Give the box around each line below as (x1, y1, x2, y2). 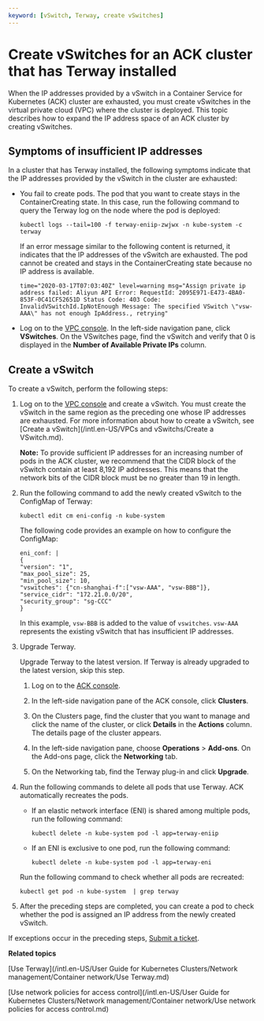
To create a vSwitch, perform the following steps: (8, 384, 168, 394)
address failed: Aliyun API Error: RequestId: (19, 289, 176, 297)
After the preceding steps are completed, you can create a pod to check (19, 901, 255, 911)
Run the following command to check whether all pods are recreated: (19, 872, 244, 882)
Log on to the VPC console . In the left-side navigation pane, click (19, 324, 231, 333)
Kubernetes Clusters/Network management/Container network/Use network (8, 996, 256, 1005)
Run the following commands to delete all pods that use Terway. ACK (19, 782, 244, 792)
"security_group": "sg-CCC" (19, 598, 112, 606)
